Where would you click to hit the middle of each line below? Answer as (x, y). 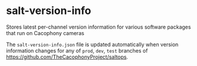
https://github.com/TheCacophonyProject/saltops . (67, 57)
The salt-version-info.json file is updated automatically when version (92, 44)
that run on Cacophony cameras (45, 33)
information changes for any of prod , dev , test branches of (77, 50)
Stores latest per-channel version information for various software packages (98, 27)
